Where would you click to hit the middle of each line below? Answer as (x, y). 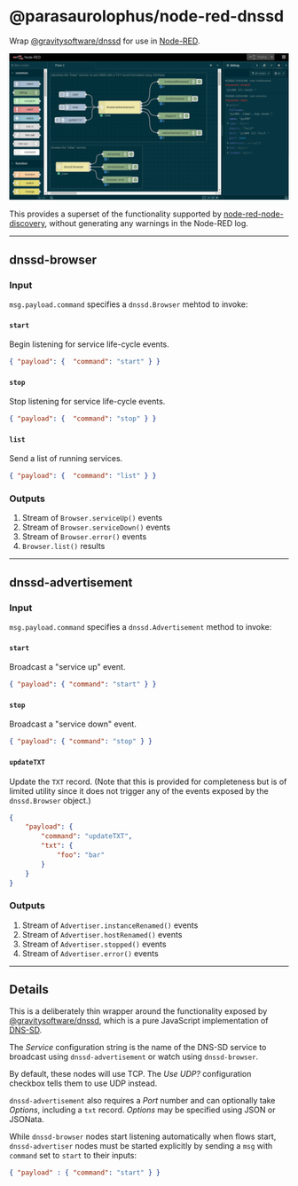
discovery (27, 224)
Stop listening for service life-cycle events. (87, 402)
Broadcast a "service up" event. (67, 667)
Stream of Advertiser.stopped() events (94, 944)
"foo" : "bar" (80, 855)
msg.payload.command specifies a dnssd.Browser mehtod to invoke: (129, 304)
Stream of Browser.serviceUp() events (92, 518)
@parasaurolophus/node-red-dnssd (147, 16)
